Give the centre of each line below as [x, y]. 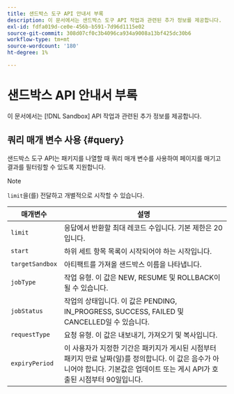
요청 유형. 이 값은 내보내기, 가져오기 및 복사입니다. [141, 335]
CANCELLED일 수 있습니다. [107, 321]
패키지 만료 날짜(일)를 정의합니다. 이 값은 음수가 [137, 358]
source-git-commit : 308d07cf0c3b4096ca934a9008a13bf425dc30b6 [99, 33]
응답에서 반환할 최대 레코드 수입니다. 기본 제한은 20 [143, 227]
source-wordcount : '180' [43, 46]
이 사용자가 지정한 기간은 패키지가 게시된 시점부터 [140, 348]
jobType [23, 282]
